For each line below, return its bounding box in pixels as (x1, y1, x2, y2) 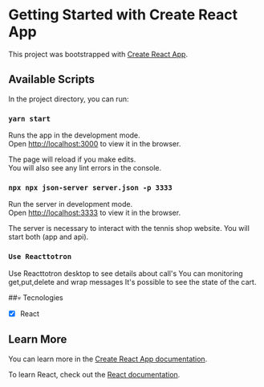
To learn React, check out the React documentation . (8, 369, 181, 379)
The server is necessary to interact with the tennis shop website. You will (8, 224, 250, 233)
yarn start (8, 114, 51, 123)
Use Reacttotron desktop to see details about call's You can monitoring (8, 268, 243, 278)
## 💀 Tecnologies (8, 292, 64, 303)
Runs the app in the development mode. (8, 130, 140, 140)
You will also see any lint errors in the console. (8, 163, 162, 173)
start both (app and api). (8, 232, 89, 242)
